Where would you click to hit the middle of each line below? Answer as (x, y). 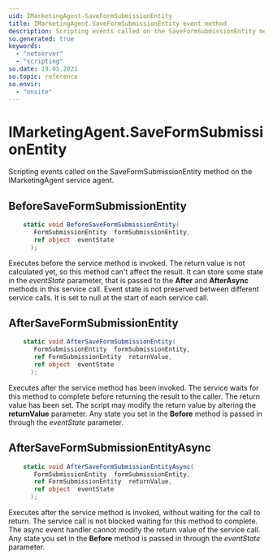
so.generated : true (41, 39)
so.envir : (25, 84)
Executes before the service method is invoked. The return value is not (127, 263)
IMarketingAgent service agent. (61, 181)
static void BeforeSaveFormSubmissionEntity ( (102, 225)
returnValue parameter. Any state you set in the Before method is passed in (135, 413)
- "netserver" (39, 54)
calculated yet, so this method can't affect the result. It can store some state (136, 271)
